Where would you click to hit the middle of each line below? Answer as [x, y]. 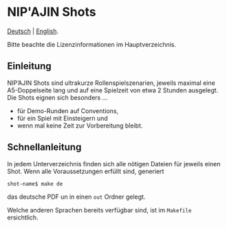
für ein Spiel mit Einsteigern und [62, 118]
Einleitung [29, 66]
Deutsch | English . [33, 31]
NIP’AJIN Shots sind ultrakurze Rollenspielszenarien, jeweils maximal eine [111, 83]
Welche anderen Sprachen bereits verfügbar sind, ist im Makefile [99, 210]
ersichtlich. [23, 217]
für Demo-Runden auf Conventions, [68, 110]
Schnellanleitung [44, 147]
